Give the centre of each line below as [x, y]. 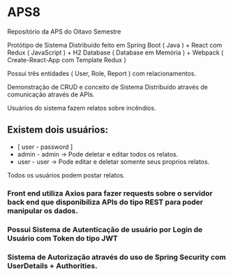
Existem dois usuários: [58, 130]
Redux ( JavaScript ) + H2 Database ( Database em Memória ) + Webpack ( [115, 52]
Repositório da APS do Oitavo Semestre [64, 31]
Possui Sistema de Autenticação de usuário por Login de [105, 229]
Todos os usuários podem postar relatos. [66, 175]
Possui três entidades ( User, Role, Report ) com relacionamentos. [102, 73]
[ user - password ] [45, 147]
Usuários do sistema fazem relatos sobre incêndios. [82, 108]
